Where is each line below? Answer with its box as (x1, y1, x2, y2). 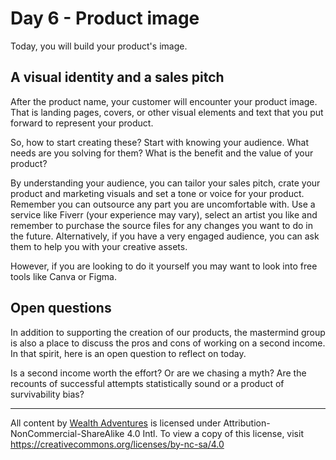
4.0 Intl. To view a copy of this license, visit (126, 427, 304, 439)
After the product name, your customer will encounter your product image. (10, 95, 318, 107)
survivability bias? (10, 388, 85, 400)
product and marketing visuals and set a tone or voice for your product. (10, 187, 305, 199)
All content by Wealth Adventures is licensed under (10, 417, 222, 429)
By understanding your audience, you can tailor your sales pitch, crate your (10, 177, 321, 189)
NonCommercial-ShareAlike (10, 427, 125, 439)
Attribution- (223, 417, 271, 429)
